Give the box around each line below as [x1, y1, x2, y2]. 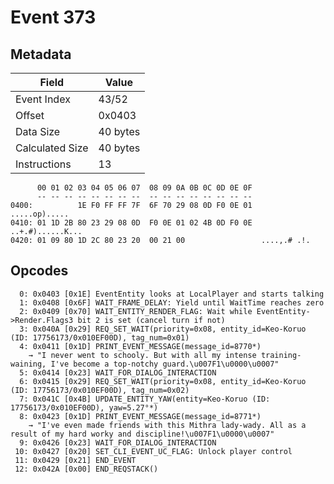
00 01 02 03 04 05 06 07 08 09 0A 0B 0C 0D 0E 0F [36, 183, 253, 193]
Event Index [15, 92, 71, 106]
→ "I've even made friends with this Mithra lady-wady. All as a [28, 420, 307, 430]
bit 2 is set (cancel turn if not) [77, 315, 226, 325]
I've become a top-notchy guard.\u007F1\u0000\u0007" [50, 359, 280, 369]
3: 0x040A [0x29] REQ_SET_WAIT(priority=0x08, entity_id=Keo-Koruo [19, 324, 307, 334]
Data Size [15, 125, 61, 138]
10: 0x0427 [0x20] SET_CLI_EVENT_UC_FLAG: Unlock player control [14, 446, 293, 456]
